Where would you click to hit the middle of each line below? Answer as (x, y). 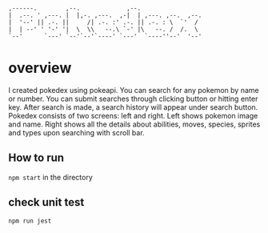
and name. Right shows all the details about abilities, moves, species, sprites (134, 124)
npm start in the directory (51, 177)
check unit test (46, 202)
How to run (36, 158)
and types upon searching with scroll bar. (77, 132)
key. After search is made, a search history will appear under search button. (133, 107)
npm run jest (30, 221)
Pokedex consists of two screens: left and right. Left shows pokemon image (133, 115)
